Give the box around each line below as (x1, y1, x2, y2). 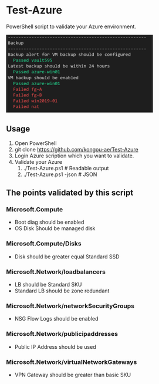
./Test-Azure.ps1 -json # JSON (23, 171, 97, 178)
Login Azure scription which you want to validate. (14, 152, 134, 159)
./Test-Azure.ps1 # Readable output (23, 164, 109, 171)
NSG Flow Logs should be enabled (14, 315, 99, 322)
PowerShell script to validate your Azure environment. (6, 23, 137, 30)
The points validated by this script (6, 188, 134, 198)
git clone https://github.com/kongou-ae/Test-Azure (14, 146, 139, 153)
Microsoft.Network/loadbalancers (6, 268, 106, 276)
